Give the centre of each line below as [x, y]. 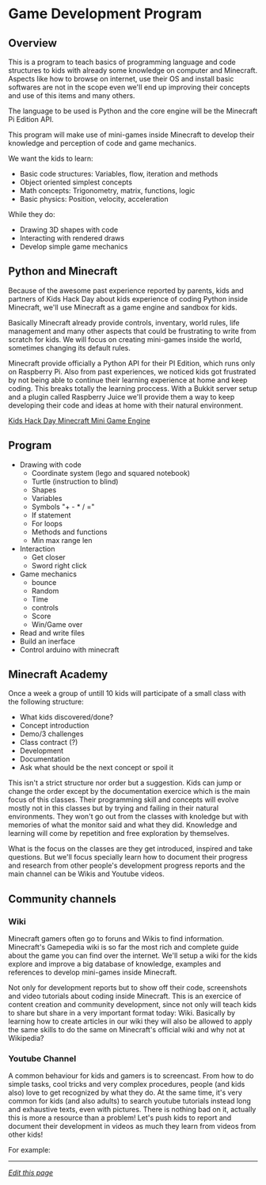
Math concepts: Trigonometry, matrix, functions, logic [107, 190]
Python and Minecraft [63, 271]
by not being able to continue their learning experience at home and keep [128, 380]
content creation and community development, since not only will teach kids [133, 1005]
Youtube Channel [42, 1059]
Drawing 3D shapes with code [69, 230]
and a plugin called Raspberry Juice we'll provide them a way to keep [122, 397]
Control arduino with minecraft [69, 649]
